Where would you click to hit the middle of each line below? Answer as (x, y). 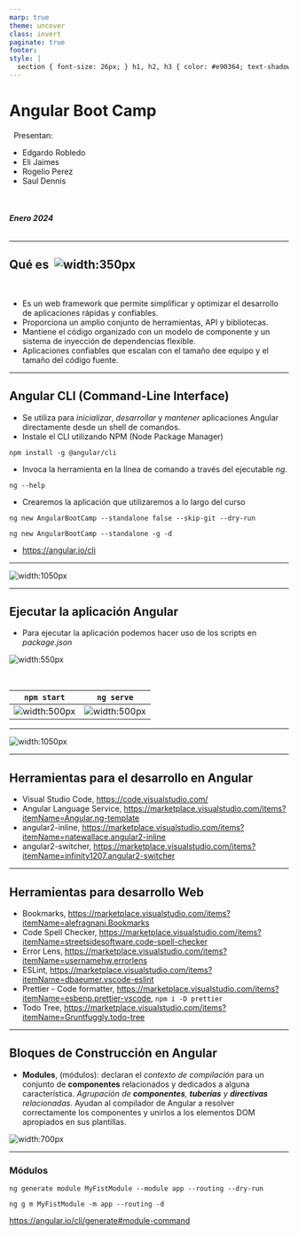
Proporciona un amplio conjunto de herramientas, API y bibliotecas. (145, 322)
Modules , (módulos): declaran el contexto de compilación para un (143, 1074)
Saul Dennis (44, 181)
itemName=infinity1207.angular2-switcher (98, 856)
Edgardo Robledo (54, 153)
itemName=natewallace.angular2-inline (94, 837)
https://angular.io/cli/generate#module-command (100, 1221)
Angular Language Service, (72, 809)
